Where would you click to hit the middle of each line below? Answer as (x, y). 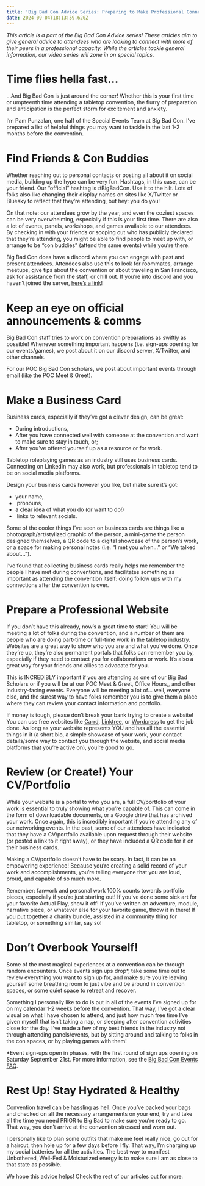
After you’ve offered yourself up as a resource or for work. (89, 448)
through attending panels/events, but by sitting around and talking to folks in (102, 1035)
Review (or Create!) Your (70, 772)
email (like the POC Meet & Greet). (49, 375)
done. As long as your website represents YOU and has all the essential (96, 728)
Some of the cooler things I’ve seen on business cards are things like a (95, 528)
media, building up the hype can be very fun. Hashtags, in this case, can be (101, 182)
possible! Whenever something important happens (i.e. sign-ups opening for (103, 344)
